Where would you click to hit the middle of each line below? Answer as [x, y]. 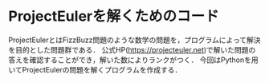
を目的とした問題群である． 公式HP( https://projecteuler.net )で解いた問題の [132, 49]
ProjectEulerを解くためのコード [114, 16]
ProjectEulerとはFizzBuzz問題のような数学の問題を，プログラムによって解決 [134, 40]
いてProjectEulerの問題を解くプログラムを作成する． [95, 69]
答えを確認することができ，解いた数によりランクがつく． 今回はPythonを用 [133, 60]
